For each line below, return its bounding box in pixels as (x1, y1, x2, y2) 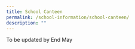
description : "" (6, 20, 47, 26)
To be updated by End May (6, 36, 73, 44)
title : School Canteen (6, 8, 63, 15)
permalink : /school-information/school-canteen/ (6, 14, 130, 20)
